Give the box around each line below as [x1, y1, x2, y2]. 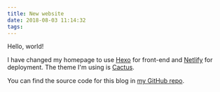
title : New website [7, 10, 64, 17]
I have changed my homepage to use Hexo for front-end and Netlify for [7, 56, 213, 64]
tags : [7, 23, 23, 30]
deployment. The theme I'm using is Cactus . [7, 63, 135, 72]
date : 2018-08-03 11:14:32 [7, 17, 86, 24]
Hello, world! [7, 43, 44, 51]
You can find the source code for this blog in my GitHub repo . [7, 77, 184, 85]
